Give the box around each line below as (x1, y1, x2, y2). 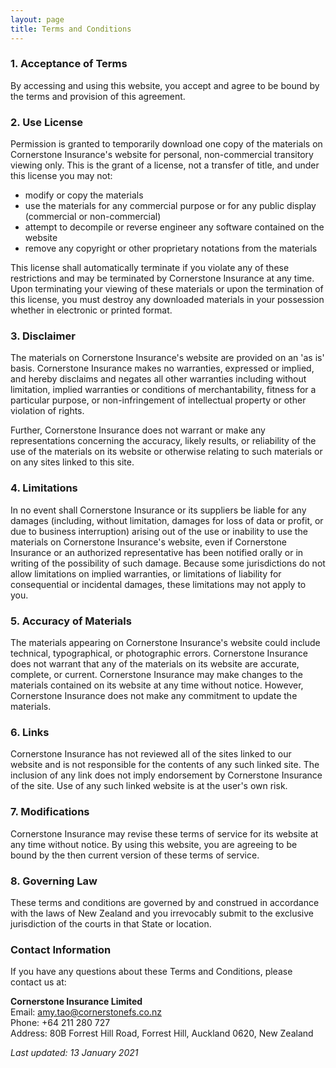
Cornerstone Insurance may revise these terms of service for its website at (10, 827, 319, 840)
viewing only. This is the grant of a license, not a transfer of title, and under (10, 159, 320, 171)
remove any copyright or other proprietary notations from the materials (24, 242, 318, 255)
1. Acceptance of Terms (10, 57, 128, 71)
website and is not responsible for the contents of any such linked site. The (10, 759, 320, 771)
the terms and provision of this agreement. (10, 90, 186, 102)
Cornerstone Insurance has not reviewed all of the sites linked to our (10, 748, 292, 760)
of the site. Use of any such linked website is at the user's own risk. (10, 780, 288, 792)
